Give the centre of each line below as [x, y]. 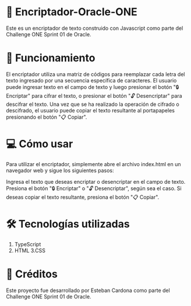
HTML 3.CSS [30, 250]
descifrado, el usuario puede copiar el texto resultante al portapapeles [90, 110]
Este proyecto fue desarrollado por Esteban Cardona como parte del [88, 290]
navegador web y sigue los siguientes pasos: [60, 170]
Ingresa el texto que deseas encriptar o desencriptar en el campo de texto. [96, 181]
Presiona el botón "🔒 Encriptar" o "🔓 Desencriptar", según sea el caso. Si [94, 188]
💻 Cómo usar [40, 144]
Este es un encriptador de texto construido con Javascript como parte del [95, 28]
